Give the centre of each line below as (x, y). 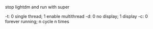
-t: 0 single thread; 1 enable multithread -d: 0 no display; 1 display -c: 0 (76, 16)
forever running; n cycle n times (37, 22)
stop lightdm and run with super (37, 7)
